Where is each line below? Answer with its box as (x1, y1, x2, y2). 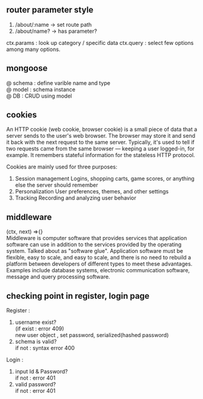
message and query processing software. (6, 273, 110, 281)
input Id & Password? (15, 368, 68, 375)
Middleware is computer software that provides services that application (6, 235, 187, 242)
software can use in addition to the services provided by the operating (6, 241, 182, 248)
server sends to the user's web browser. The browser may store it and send (6, 132, 196, 139)
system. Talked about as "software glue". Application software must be (6, 247, 184, 255)
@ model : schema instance (6, 85, 76, 93)
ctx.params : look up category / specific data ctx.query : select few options (6, 39, 194, 46)
